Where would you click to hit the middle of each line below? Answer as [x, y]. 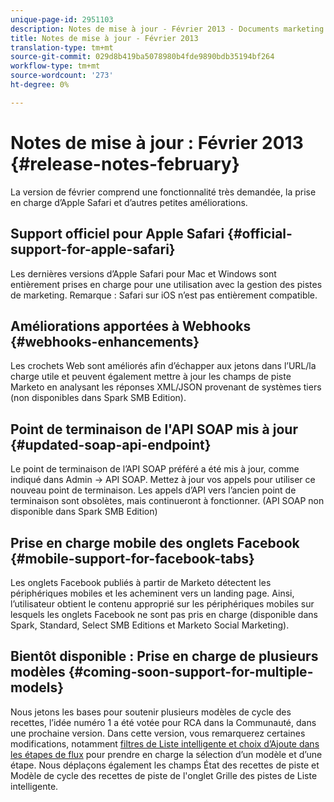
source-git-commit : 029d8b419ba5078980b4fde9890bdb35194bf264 [142, 57]
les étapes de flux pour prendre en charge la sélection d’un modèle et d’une [166, 754]
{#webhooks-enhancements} [105, 341]
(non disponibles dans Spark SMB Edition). [98, 398]
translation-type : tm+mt [62, 47]
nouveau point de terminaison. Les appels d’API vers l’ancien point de [153, 490]
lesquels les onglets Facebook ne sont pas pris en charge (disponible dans [164, 614]
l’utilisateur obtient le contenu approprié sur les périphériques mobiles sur [162, 603]
